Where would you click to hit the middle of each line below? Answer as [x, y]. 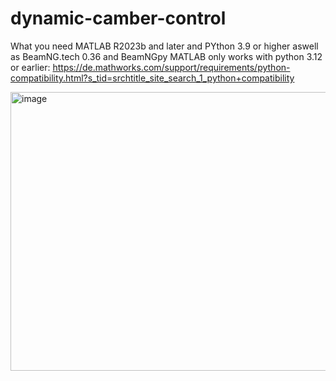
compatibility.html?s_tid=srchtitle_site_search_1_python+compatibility [152, 78]
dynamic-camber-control [118, 18]
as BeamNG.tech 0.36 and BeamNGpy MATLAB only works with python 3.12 [166, 56]
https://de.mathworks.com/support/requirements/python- [171, 67]
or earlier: [30, 67]
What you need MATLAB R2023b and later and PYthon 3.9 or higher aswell [164, 46]
